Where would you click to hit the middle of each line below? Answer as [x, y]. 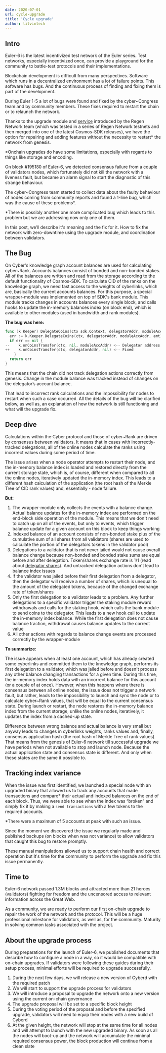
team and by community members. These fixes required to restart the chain [82, 107]
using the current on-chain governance [52, 999]
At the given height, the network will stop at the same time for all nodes [85, 1025]
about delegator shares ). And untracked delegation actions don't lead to [86, 565]
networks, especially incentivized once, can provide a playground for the [79, 61]
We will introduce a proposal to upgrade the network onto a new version [86, 994]
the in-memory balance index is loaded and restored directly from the [76, 467]
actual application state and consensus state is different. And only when [79, 752]
